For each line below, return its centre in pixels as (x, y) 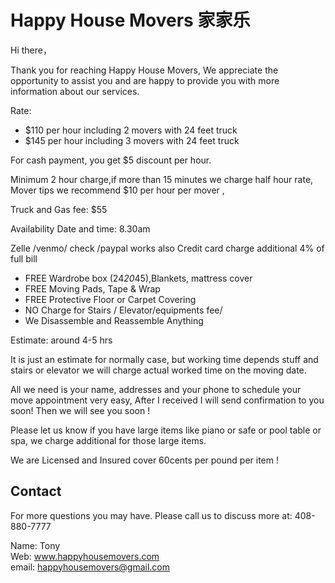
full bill (24, 258)
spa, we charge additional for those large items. (108, 440)
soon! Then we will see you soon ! (80, 410)
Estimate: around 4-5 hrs (61, 340)
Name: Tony (35, 545)
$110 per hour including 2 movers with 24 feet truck (131, 130)
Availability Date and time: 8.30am (80, 228)
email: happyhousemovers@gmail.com (90, 567)
